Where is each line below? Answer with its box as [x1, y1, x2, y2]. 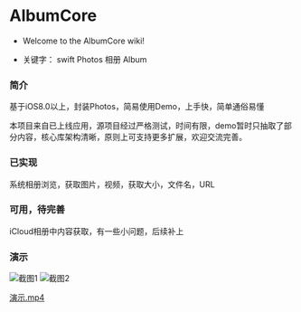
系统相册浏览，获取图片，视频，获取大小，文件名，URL [9, 178, 215, 190]
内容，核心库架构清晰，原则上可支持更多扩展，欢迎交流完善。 [16, 132, 247, 143]
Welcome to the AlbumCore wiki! [22, 35, 145, 46]
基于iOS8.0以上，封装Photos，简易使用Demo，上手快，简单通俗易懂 [9, 101, 265, 112]
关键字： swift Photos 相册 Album [22, 53, 147, 64]
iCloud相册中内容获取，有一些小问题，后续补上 [9, 225, 184, 236]
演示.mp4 [9, 292, 45, 303]
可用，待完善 [9, 203, 66, 216]
